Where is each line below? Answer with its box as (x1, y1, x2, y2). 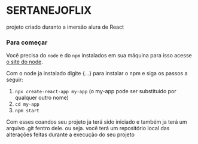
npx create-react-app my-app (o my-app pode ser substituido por (14, 88, 176, 95)
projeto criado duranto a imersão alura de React (6, 23, 124, 30)
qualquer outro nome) (14, 94, 69, 102)
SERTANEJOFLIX (6, 4, 92, 17)
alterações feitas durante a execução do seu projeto (6, 131, 135, 138)
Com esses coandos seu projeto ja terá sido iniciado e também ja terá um (6, 118, 187, 125)
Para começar (6, 38, 48, 47)
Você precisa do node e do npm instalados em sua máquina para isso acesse (6, 52, 193, 59)
